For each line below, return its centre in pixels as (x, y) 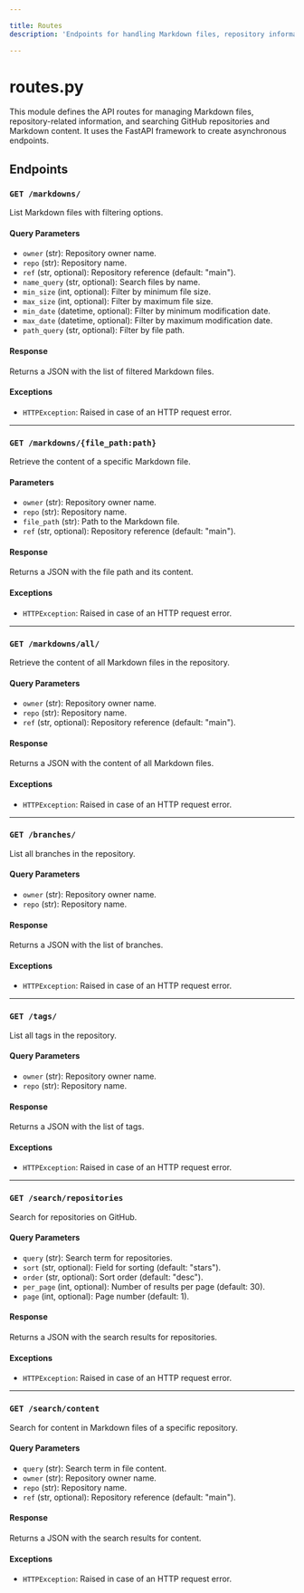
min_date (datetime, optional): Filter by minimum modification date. (147, 311)
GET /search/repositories (66, 1198)
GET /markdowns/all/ (55, 643)
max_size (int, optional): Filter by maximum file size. (118, 302)
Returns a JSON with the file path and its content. (101, 572)
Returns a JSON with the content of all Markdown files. (112, 763)
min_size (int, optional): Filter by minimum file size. (117, 292)
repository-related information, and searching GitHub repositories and (139, 121)
